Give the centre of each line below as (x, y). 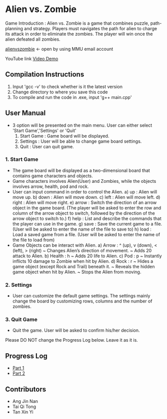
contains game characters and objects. (53, 176)
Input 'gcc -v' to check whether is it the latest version (67, 86)
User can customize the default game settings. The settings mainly (81, 296)
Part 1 (18, 368)
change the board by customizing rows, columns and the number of (82, 301)
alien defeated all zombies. (33, 39)
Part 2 (19, 373)
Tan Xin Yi (23, 412)
